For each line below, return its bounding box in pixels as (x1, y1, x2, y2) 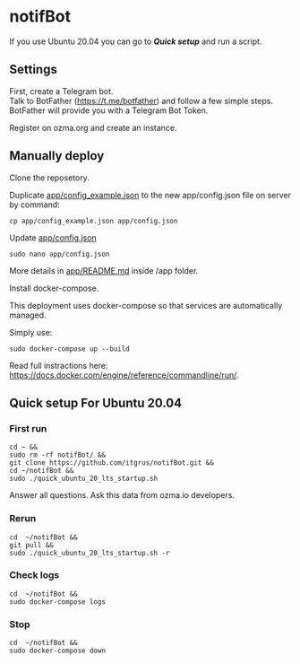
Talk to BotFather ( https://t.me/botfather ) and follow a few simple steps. (9, 95, 273, 106)
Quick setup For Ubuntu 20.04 (9, 395, 182, 410)
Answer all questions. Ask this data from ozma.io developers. (9, 490, 236, 501)
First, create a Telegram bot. (9, 85, 114, 96)
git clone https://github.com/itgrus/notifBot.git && (9, 459, 215, 467)
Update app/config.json (9, 232, 97, 243)
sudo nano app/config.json (9, 249, 110, 258)
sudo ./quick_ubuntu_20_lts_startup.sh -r (9, 548, 170, 557)
